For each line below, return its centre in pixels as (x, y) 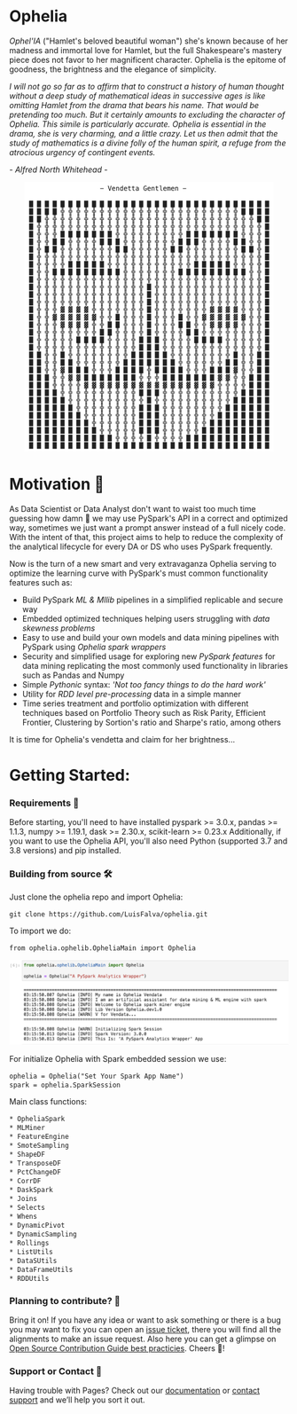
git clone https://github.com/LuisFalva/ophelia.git (109, 914)
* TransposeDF (35, 1163)
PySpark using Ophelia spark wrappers (94, 647)
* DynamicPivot (37, 1225)
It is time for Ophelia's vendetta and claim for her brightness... (122, 739)
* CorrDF (25, 1181)
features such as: (41, 582)
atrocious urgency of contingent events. (82, 152)
